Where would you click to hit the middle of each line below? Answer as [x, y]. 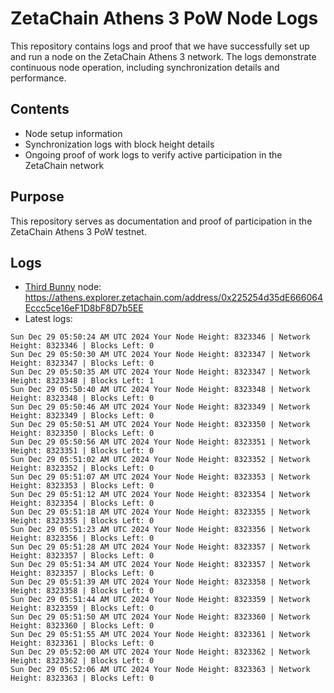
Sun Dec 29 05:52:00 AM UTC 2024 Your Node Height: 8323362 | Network [160, 652]
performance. [38, 78]
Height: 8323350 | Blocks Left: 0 [82, 433]
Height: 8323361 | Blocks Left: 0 [82, 643]
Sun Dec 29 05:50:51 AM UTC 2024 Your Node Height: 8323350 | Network [160, 425]
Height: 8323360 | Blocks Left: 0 [82, 626]
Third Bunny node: [63, 287]
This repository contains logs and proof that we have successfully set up [160, 46]
